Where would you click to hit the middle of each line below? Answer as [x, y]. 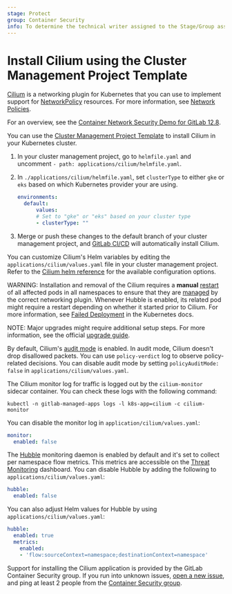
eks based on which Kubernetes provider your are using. [97, 184]
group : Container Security [46, 20]
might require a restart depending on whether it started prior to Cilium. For [113, 307]
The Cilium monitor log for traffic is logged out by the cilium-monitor [105, 383]
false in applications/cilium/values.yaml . [68, 370]
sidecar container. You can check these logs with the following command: [112, 391]
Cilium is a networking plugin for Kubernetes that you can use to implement [114, 95]
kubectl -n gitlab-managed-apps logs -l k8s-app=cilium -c [94, 404]
